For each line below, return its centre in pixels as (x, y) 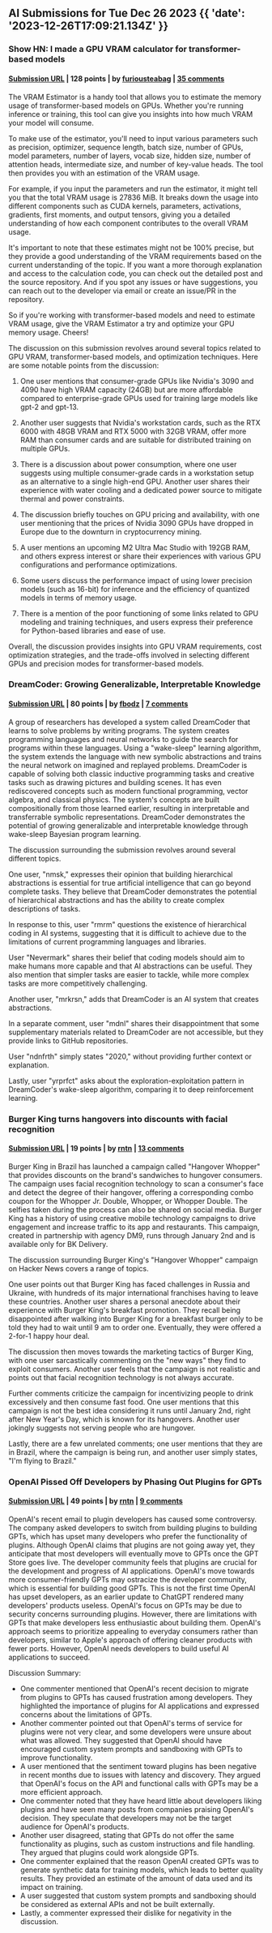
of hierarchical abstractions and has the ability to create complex (117, 900)
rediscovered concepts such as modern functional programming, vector (128, 791)
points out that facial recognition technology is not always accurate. (121, 1377)
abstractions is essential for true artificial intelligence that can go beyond (130, 882)
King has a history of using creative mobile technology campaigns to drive (132, 1218)
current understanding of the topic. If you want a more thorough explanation (136, 265)
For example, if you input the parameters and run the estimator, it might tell (133, 188)
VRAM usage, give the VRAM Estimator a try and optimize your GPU (121, 323)
